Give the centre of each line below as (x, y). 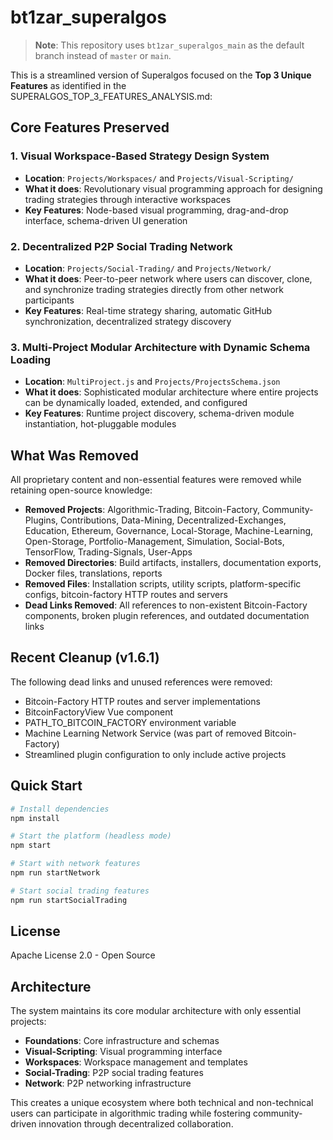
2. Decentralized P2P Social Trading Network (121, 246)
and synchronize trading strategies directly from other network (154, 289)
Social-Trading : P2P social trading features (114, 1073)
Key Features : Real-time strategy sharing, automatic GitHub (148, 310)
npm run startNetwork (55, 873)
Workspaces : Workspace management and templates (136, 1062)
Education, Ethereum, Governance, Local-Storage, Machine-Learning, (169, 531)
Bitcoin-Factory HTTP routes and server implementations (142, 701)
